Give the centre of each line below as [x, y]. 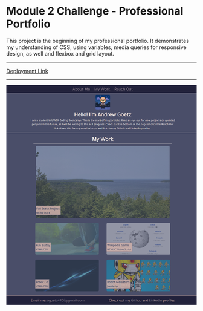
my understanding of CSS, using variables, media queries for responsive [96, 47]
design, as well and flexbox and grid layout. [60, 53]
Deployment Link [27, 71]
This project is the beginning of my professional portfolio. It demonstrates [98, 41]
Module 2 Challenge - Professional [95, 11]
